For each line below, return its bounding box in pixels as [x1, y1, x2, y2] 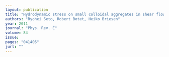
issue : [5, 35, 19, 40]
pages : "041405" [5, 40, 39, 45]
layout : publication [5, 7, 49, 12]
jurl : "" [5, 44, 24, 49]
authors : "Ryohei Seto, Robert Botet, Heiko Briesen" [5, 16, 121, 21]
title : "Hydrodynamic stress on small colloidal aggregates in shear [5, 12, 154, 17]
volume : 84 [5, 30, 28, 35]
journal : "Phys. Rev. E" [5, 26, 57, 31]
